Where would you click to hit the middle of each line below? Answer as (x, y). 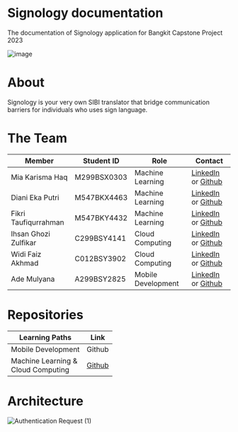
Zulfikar (24, 242)
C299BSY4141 (100, 238)
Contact (209, 161)
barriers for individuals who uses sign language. (78, 109)
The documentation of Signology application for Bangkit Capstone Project (115, 33)
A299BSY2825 (100, 279)
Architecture (45, 401)
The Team (37, 138)
